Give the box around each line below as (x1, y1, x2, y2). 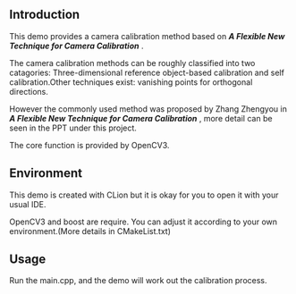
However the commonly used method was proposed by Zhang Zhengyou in (9, 103, 288, 114)
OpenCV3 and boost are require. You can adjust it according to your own (9, 216, 278, 227)
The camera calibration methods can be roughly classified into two (9, 57, 256, 68)
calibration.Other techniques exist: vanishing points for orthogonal (9, 76, 253, 88)
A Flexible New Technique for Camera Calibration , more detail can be (9, 113, 273, 123)
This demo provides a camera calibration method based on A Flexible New (9, 30, 285, 41)
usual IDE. (9, 198, 47, 209)
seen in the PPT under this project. (9, 122, 137, 133)
